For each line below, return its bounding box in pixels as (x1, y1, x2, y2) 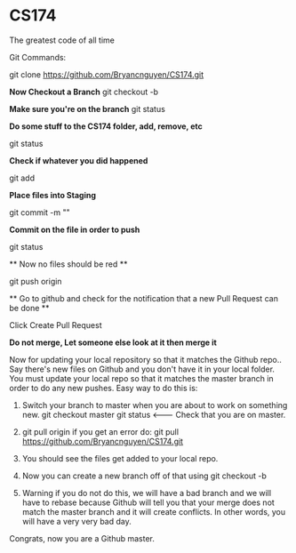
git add (9, 172, 36, 183)
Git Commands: (9, 52, 67, 62)
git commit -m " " (9, 206, 71, 218)
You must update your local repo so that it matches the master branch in (9, 373, 274, 383)
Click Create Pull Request (9, 319, 102, 330)
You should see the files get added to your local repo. (21, 453, 219, 463)
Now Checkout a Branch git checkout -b (9, 86, 158, 97)
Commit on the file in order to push (9, 224, 140, 235)
